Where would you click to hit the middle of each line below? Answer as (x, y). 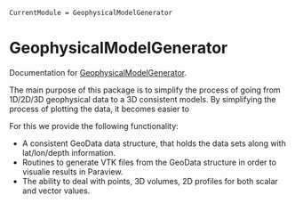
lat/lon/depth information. (68, 152)
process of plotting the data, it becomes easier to (99, 109)
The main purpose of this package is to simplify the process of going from (145, 90)
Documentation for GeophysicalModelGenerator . (98, 72)
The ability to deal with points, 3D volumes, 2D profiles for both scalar (150, 181)
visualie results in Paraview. (72, 171)
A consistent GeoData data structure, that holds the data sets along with (154, 143)
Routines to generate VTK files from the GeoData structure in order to (149, 162)
